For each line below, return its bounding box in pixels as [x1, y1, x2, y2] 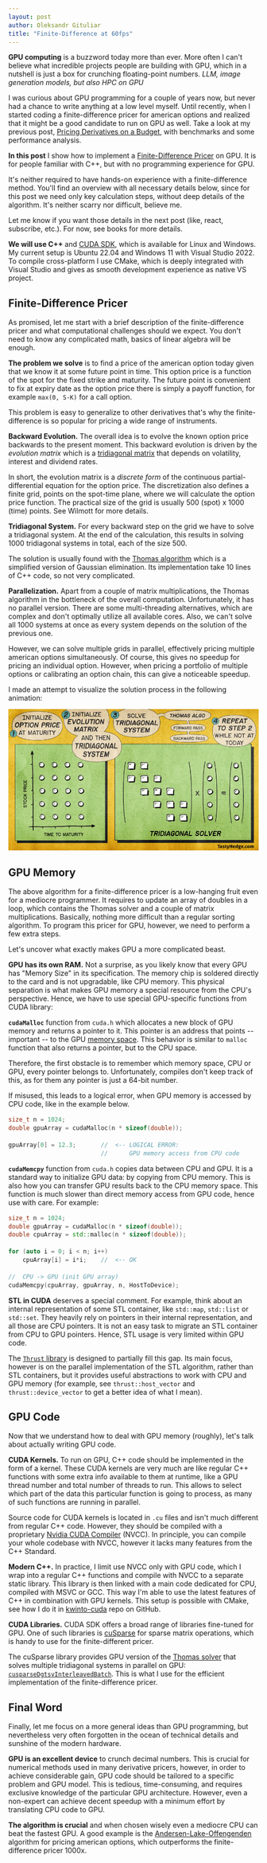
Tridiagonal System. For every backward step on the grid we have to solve [8, 521, 254, 531]
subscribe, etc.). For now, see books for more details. [8, 224, 183, 234]
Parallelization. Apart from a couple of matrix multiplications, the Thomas [8, 586, 250, 596]
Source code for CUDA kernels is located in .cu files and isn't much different [8, 1513, 259, 1522]
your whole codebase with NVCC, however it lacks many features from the [8, 1538, 253, 1548]
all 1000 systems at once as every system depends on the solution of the [8, 620, 248, 630]
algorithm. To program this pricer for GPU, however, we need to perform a [8, 920, 250, 931]
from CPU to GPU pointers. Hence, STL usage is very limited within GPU [8, 1330, 245, 1339]
